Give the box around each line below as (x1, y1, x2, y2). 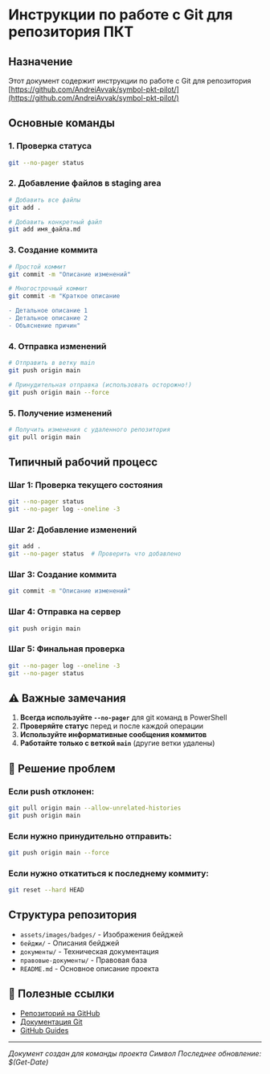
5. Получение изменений (8, 408, 112, 419)
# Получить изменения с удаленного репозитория (8, 425, 171, 433)
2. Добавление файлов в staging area (8, 178, 162, 189)
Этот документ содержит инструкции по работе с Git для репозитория (8, 76, 252, 85)
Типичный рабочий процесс (8, 456, 158, 469)
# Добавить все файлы (8, 195, 81, 204)
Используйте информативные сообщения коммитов (19, 730, 207, 740)
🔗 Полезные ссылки (8, 987, 115, 1001)
